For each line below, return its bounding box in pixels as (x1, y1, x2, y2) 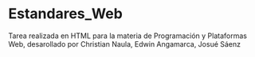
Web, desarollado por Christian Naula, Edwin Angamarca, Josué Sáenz (8, 39, 241, 48)
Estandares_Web (8, 5, 124, 23)
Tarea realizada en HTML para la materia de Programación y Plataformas (8, 31, 247, 40)
